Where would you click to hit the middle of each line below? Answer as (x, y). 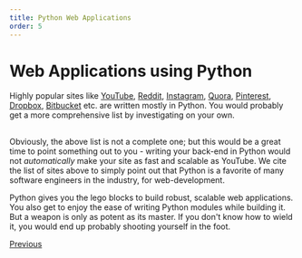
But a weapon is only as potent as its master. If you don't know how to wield (151, 216)
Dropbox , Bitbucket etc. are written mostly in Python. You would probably (146, 106)
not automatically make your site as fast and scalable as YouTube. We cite (148, 160)
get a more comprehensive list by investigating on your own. (122, 115)
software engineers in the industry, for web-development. (117, 180)
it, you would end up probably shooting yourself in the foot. (120, 226)
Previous (26, 244)
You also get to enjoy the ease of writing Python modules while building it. (147, 207)
